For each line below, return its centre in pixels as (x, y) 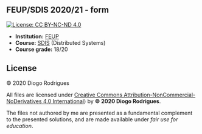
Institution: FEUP (37, 36)
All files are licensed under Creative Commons (64, 95)
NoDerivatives (24, 101)
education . (20, 126)
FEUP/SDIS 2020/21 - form (58, 10)
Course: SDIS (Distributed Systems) (60, 42)
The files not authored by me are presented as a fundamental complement (99, 113)
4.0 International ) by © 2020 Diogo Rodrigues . (102, 101)
